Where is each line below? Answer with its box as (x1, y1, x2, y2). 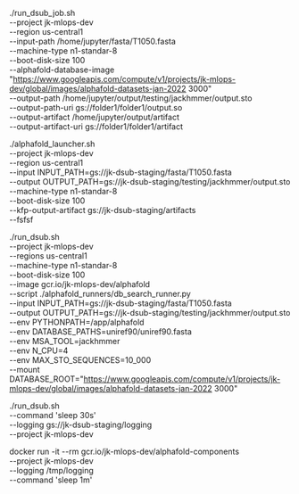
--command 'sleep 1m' (9, 474, 93, 485)
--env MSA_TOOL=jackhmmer (9, 336, 120, 346)
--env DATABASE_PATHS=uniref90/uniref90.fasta (9, 326, 192, 337)
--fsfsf (9, 214, 34, 225)
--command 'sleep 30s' (9, 410, 96, 420)
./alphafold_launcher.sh (9, 138, 96, 149)
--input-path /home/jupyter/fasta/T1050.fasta (9, 36, 177, 46)
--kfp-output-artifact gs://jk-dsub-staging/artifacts (9, 205, 196, 215)
